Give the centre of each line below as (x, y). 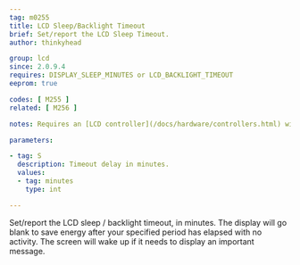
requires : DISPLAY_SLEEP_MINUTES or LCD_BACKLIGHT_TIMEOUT (121, 75)
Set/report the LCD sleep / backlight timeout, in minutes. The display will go (148, 222)
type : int (44, 189)
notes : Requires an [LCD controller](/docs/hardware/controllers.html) (145, 124)
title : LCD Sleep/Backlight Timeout (77, 26)
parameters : (31, 140)
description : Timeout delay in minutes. (93, 165)
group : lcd (29, 59)
